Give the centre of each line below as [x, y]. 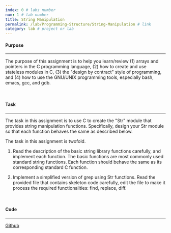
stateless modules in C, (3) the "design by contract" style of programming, [83, 72]
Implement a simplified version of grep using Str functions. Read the [84, 177]
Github [12, 225]
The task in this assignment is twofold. [46, 141]
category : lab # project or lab [39, 29]
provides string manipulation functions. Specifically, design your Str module [85, 126]
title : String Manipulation [35, 19]
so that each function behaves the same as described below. [69, 131]
